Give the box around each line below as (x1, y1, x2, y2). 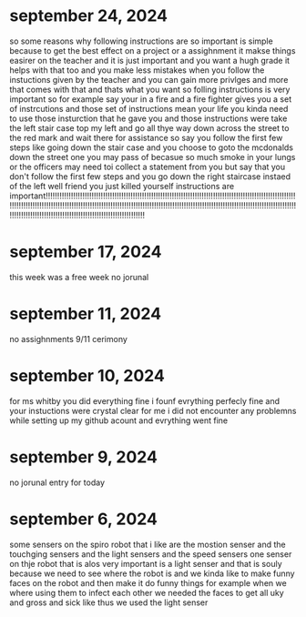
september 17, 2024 (9, 242, 162, 262)
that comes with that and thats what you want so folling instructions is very (9, 84, 291, 95)
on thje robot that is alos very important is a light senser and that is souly (9, 558, 282, 569)
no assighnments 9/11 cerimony (9, 333, 127, 344)
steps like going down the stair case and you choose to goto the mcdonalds (9, 142, 294, 153)
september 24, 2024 (9, 5, 168, 26)
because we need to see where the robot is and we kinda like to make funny (9, 568, 295, 579)
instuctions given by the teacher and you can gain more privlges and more (9, 74, 289, 85)
